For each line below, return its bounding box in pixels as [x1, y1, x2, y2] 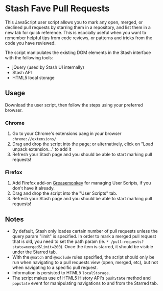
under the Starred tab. [12, 249, 57, 255]
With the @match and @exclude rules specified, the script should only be [12, 254, 155, 260]
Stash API [12, 69, 32, 75]
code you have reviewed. [5, 40, 56, 46]
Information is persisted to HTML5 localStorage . [12, 270, 110, 276]
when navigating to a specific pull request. [12, 265, 98, 270]
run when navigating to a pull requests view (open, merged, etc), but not [12, 260, 158, 265]
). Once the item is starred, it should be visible [60, 244, 153, 250]
